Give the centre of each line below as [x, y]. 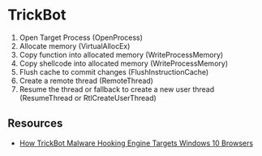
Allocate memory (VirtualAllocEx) [75, 45]
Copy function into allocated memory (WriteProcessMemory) [121, 54]
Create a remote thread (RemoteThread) [86, 80]
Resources [35, 123]
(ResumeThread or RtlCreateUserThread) [88, 97]
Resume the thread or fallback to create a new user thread [117, 89]
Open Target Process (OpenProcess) [81, 37]
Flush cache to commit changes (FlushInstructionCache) [114, 71]
